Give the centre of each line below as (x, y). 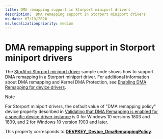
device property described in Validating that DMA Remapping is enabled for (81, 111)
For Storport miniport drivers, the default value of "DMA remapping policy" (81, 107)
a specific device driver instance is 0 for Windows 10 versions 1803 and (78, 117)
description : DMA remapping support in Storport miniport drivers (76, 14)
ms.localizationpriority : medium (39, 23)
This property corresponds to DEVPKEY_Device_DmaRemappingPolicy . (79, 132)
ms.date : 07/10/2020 (26, 19)
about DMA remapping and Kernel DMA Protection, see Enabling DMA (76, 82)
